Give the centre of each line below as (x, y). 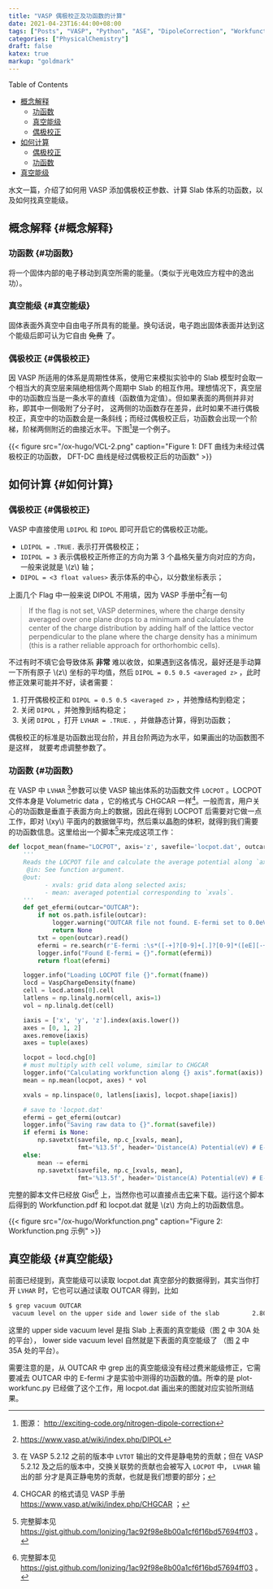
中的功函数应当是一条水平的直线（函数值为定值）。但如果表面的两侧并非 (128, 398)
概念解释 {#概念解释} (61, 228)
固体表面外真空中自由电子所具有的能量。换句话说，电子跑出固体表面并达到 (133, 325)
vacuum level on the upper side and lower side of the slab (116, 1313)
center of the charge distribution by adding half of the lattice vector (141, 628)
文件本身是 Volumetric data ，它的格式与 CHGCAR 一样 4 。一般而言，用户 (131, 800)
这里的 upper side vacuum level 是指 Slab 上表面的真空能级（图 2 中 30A (130, 1330)
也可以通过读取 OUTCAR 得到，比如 (119, 1290)
